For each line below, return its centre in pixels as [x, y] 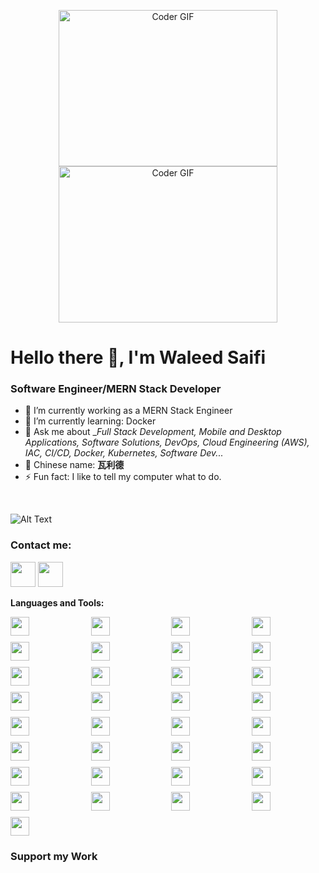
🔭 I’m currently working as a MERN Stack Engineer [128, 411]
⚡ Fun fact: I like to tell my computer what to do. [123, 477]
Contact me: [41, 545]
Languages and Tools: [57, 602]
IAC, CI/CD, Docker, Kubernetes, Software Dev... [124, 453]
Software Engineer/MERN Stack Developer [116, 389]
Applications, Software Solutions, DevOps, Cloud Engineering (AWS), [167, 442]
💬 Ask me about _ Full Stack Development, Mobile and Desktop [153, 432]
